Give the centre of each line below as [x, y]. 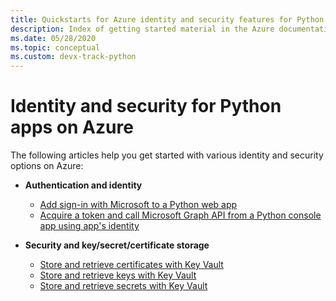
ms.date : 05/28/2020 [53, 38]
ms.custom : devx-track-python [73, 57]
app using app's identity [89, 226]
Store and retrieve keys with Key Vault [118, 275]
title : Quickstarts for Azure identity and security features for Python [167, 19]
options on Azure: [47, 166]
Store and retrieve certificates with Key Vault [131, 265]
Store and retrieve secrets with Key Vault [123, 286]
